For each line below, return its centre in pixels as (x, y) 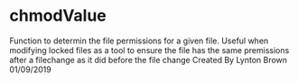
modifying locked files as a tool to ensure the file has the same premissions (149, 50)
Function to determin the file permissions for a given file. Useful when (139, 41)
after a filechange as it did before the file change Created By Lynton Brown (148, 60)
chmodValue (58, 16)
